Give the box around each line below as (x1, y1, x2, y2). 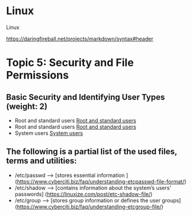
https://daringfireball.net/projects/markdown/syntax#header (6, 35, 153, 42)
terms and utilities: (6, 156, 77, 166)
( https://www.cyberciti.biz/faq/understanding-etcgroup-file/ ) (14, 203, 164, 210)
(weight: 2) (6, 101, 47, 111)
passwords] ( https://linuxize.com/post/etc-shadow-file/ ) (14, 191, 153, 198)
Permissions (6, 69, 69, 82)
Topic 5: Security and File (6, 56, 135, 69)
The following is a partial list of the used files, (6, 147, 178, 157)
